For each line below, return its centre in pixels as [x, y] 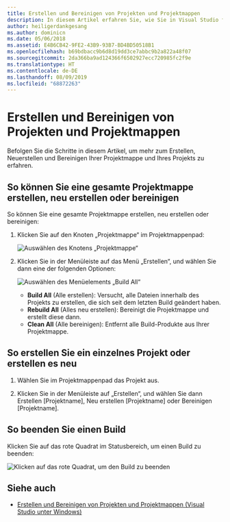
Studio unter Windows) [49, 512]
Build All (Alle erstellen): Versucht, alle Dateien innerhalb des [113, 295]
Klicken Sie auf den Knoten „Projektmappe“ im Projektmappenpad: [111, 235]
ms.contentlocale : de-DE [42, 71]
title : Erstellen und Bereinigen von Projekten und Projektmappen [104, 13]
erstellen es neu [42, 364]
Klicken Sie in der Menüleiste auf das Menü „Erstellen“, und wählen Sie [117, 261]
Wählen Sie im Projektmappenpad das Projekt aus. [88, 380]
